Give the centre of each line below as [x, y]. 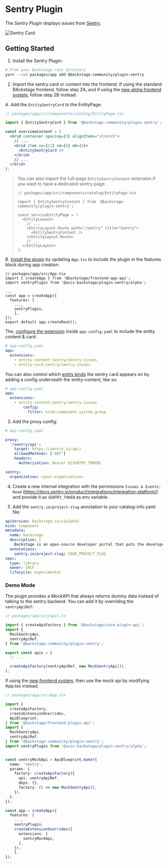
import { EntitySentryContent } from [57, 202]
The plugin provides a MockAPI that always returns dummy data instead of [82, 596]
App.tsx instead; [22, 686]
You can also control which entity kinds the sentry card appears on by [77, 374]
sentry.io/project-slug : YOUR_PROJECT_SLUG [60, 554]
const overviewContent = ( [33, 132]
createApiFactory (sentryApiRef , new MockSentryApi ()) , [68, 667]
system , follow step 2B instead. [45, 95]
